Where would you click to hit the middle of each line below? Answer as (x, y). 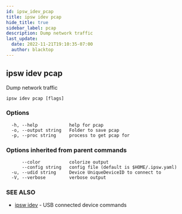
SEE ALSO (21, 192)
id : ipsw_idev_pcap (30, 11)
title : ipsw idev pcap (34, 17)
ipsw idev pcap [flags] (35, 98)
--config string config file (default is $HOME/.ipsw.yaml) (99, 168)
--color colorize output (65, 162)
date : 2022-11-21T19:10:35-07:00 (52, 45)
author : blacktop (33, 50)
